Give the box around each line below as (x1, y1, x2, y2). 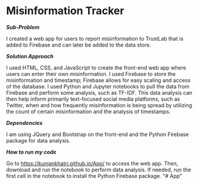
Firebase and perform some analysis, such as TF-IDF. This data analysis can (6, 89, 193, 96)
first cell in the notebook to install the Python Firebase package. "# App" (6, 172, 183, 179)
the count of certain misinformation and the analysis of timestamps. (6, 108, 171, 115)
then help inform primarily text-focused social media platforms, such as (6, 95, 180, 103)
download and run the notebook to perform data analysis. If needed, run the (6, 166, 191, 173)
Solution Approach (6, 52, 54, 60)
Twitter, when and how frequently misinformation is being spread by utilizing (6, 101, 193, 108)
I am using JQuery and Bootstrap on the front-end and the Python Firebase (6, 131, 189, 138)
